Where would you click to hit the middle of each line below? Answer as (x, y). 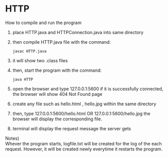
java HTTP (23, 79)
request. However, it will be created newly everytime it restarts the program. (84, 149)
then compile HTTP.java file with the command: (62, 42)
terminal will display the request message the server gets (72, 128)
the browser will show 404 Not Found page (57, 94)
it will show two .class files (40, 60)
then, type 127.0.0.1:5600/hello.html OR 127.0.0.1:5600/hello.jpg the (81, 113)
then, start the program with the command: (57, 70)
